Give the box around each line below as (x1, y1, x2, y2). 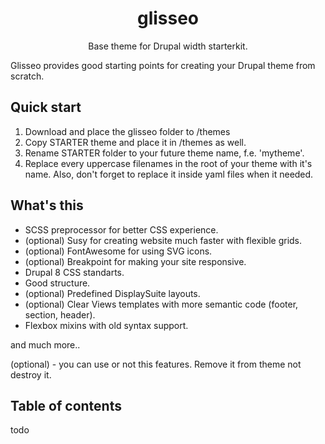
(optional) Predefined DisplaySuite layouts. (24, 287, 201, 299)
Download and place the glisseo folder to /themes (24, 125, 231, 137)
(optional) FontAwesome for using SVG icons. (24, 245, 213, 257)
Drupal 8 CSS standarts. (24, 266, 125, 278)
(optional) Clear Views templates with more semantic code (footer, (24, 298, 299, 310)
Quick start (10, 99, 82, 116)
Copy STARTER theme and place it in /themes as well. (24, 136, 247, 148)
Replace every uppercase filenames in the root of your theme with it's (24, 157, 313, 169)
